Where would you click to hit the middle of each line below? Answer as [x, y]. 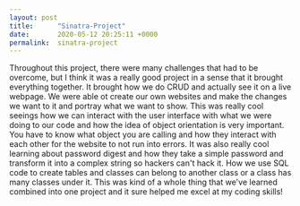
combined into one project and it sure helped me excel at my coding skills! [146, 192]
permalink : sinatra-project [64, 43]
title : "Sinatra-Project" [68, 26]
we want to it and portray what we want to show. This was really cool [137, 106]
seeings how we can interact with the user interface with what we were [141, 116]
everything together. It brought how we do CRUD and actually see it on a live [150, 87]
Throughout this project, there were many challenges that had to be [134, 68]
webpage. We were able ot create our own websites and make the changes [148, 97]
